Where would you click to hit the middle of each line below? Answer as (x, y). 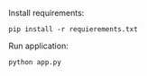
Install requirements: (46, 13)
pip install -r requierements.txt (73, 30)
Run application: (38, 46)
